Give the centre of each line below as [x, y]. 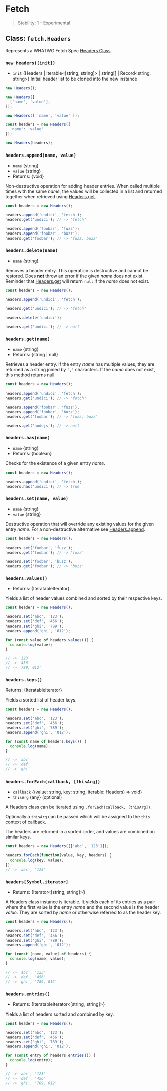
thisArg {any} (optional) [37, 797]
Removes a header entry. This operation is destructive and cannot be [77, 270]
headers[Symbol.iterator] [37, 882]
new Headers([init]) [30, 63]
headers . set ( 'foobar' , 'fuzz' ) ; [39, 548]
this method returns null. [31, 375]
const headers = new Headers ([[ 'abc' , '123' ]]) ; [57, 846]
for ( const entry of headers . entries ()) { [50, 1056]
